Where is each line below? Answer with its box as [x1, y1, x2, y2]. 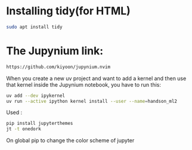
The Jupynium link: [6, 44, 104, 57]
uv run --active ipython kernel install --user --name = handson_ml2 [6, 98, 178, 104]
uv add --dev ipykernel [6, 93, 66, 99]
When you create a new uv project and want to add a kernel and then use [6, 75, 187, 82]
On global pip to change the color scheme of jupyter [6, 137, 135, 144]
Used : [6, 109, 23, 116]
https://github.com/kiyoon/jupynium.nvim [6, 64, 111, 70]
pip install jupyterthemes [6, 121, 73, 127]
